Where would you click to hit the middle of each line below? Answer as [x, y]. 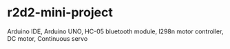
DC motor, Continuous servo [48, 38]
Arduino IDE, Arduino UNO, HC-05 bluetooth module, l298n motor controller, [115, 31]
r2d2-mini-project [60, 13]
